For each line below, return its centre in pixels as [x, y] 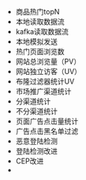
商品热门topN [37, 12]
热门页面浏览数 [40, 51]
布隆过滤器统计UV [45, 81]
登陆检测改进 [36, 151]
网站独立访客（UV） [48, 71]
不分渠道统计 [36, 111]
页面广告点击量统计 [47, 121]
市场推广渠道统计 [43, 91]
